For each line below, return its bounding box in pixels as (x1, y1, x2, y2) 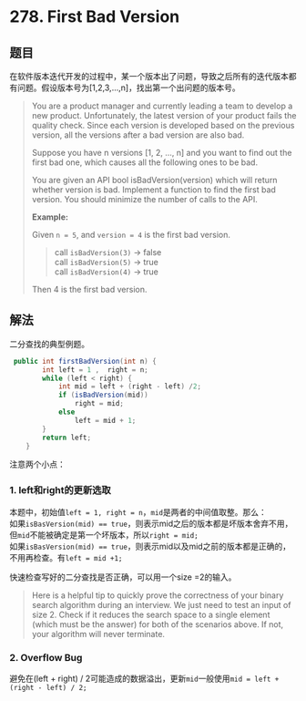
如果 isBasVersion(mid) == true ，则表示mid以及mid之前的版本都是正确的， (9, 541, 291, 552)
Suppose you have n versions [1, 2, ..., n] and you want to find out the (31, 148, 292, 158)
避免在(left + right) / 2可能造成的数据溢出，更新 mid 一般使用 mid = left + (9, 673, 280, 685)
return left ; (42, 433, 92, 442)
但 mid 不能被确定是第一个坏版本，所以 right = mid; (9, 529, 199, 540)
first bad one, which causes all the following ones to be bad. (31, 157, 258, 168)
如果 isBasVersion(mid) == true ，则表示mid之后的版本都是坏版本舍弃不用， (9, 518, 293, 529)
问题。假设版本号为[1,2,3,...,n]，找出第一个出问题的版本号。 (16, 82, 240, 93)
